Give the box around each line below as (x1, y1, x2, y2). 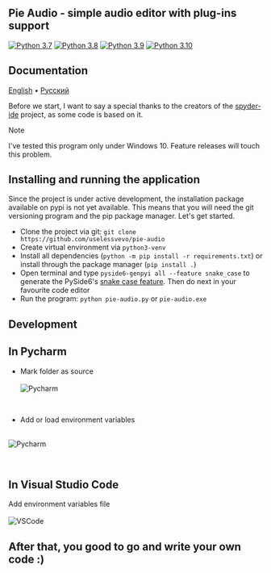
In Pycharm (8, 345, 67, 358)
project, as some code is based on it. (20, 109, 144, 119)
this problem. (8, 149, 52, 159)
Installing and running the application (8, 173, 200, 186)
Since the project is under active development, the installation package (8, 194, 244, 204)
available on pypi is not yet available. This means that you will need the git (8, 203, 254, 212)
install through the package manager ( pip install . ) (19, 260, 197, 270)
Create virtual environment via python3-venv (19, 242, 166, 253)
